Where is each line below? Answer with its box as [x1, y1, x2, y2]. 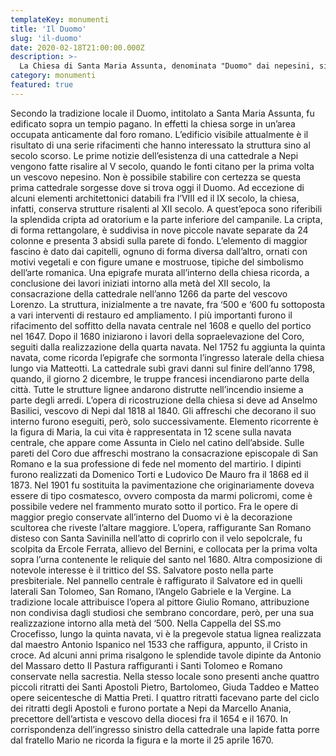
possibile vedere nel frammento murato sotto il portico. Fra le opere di [10, 500, 298, 512]
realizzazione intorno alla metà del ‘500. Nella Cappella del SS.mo [10, 617, 282, 629]
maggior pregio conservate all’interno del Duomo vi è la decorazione [10, 511, 293, 523]
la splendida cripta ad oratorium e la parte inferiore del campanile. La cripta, [10, 213, 323, 225]
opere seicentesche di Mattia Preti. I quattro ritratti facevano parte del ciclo [10, 691, 320, 703]
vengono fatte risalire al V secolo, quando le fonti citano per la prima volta [10, 160, 315, 172]
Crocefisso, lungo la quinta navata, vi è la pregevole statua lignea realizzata [10, 627, 322, 640]
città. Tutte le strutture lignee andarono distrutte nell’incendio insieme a [10, 383, 304, 395]
